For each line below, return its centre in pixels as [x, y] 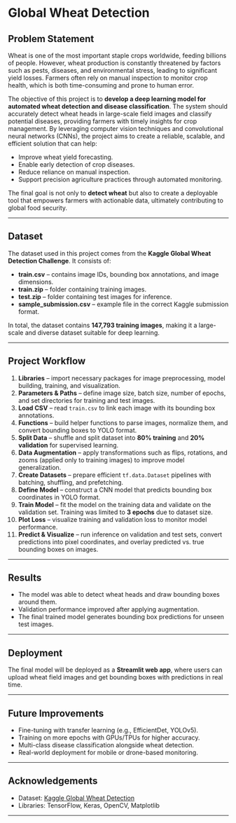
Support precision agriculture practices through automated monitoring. [120, 179]
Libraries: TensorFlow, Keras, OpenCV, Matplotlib [89, 805]
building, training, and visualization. [69, 385]
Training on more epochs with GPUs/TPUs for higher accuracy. [109, 738]
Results [25, 578]
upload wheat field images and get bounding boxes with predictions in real [116, 677]
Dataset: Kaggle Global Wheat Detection [76, 798]
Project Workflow [47, 361]
